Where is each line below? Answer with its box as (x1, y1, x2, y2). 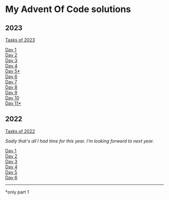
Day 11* (5, 100, 21, 106)
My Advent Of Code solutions (5, 4, 131, 15)
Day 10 (5, 95, 20, 101)
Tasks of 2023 (5, 37, 35, 43)
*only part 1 (5, 189, 29, 195)
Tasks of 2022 (5, 128, 35, 134)
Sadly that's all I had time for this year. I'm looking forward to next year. (5, 138, 154, 144)
